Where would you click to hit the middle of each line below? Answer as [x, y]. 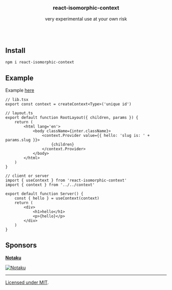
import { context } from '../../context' [50, 185]
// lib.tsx [17, 99]
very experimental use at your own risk [86, 19]
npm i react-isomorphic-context [40, 63]
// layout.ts [19, 113]
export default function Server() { [44, 194]
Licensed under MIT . [27, 282]
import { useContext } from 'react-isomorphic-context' [66, 180]
